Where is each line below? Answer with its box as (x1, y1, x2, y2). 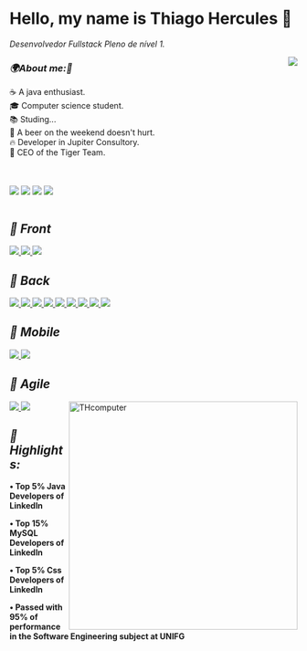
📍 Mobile (9, 324, 61, 341)
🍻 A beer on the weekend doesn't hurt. (9, 127, 155, 138)
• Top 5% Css (9, 565, 62, 576)
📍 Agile (9, 376, 50, 392)
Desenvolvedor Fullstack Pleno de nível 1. (9, 38, 165, 49)
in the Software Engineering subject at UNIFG (9, 631, 185, 642)
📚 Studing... (9, 114, 57, 125)
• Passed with (9, 602, 63, 613)
